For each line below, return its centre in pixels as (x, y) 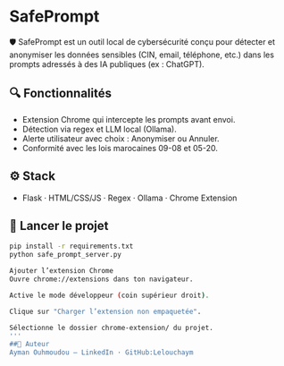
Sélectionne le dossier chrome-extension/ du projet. (112, 328)
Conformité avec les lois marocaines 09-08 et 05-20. (120, 148)
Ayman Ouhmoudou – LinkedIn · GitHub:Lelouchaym (101, 353)
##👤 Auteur (29, 345)
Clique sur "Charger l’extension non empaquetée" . (105, 311)
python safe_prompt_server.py (66, 255)
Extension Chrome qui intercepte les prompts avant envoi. (129, 119)
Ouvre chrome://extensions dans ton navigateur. (101, 279)
